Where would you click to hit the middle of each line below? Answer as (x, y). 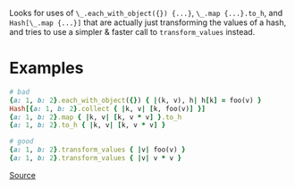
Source (22, 175)
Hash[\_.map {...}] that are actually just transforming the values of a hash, (148, 22)
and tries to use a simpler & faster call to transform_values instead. (132, 32)
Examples (46, 69)
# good (21, 142)
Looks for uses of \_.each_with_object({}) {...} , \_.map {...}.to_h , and (146, 13)
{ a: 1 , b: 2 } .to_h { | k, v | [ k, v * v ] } (88, 125)
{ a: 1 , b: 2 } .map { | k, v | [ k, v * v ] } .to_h (96, 117)
